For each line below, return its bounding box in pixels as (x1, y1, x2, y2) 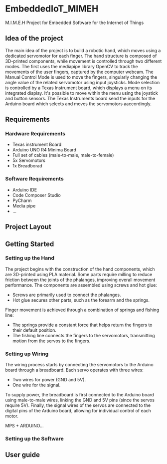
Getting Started (5, 240, 54, 248)
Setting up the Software (5, 435, 64, 442)
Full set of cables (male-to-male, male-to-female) (12, 152, 114, 158)
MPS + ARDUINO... (5, 423, 44, 429)
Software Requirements (5, 175, 64, 182)
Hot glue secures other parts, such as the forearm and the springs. (12, 297, 150, 303)
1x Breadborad (12, 163, 42, 169)
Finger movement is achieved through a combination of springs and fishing (5, 307, 160, 313)
